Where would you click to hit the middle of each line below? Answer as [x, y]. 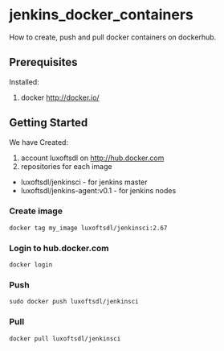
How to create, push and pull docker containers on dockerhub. [113, 37]
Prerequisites [43, 62]
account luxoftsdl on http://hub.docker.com [92, 158]
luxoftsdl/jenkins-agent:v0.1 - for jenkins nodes [98, 190]
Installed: [24, 81]
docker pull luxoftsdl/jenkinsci [65, 339]
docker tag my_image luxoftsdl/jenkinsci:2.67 [88, 228]
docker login [31, 265]
